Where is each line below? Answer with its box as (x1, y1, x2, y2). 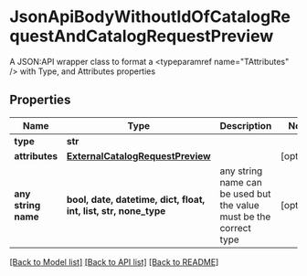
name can (219, 175, 262, 188)
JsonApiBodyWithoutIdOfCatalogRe (9, 6, 291, 27)
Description (219, 119, 272, 132)
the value (219, 198, 260, 211)
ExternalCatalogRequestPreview (67, 149, 212, 162)
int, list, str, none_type (67, 204, 166, 217)
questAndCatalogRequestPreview (9, 26, 274, 47)
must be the (219, 210, 271, 223)
